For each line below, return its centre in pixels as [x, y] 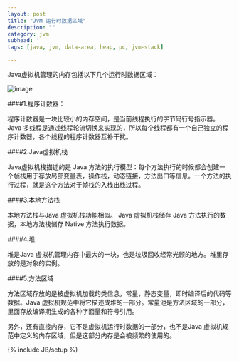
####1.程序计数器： [36, 103]
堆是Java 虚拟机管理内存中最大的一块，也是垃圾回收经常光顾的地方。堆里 [115, 254]
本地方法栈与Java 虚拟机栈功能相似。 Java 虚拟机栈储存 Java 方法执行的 [114, 215]
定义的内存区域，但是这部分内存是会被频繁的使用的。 [97, 335]
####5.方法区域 [31, 278]
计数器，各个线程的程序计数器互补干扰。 [73, 137]
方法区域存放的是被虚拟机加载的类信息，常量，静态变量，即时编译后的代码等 [119, 294]
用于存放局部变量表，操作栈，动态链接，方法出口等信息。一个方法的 [126, 176]
